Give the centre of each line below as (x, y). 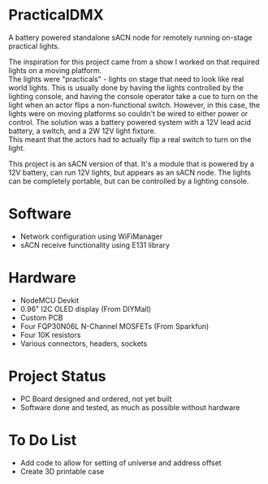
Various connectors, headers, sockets (84, 344)
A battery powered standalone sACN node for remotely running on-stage (130, 37)
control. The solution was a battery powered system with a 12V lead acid (130, 122)
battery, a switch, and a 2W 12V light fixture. (82, 131)
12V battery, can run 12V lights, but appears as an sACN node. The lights (130, 172)
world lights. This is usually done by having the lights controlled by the (126, 88)
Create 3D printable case (62, 471)
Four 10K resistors (50, 335)
